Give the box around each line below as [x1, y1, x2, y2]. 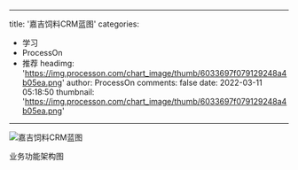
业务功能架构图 [9, 151, 64, 161]
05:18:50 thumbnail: [21, 87, 95, 97]
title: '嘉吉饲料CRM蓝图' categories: [9, 19, 140, 29]
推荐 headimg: [21, 58, 75, 68]
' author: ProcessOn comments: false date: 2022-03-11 [61, 77, 263, 88]
